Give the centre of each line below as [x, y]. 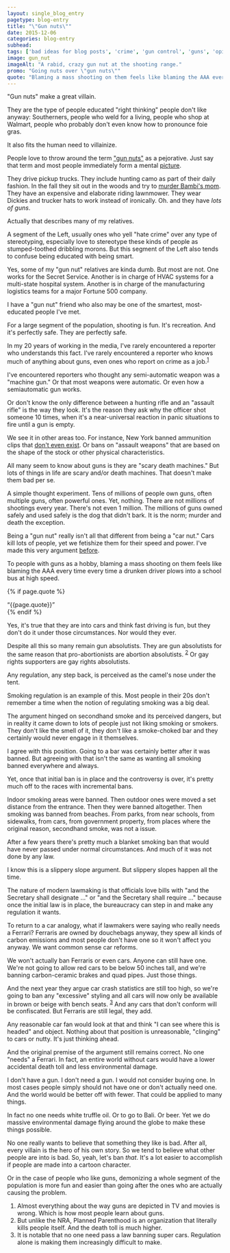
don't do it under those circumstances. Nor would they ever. [92, 633]
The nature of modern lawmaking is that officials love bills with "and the [108, 890]
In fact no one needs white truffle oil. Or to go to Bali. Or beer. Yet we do [109, 1115]
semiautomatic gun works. [44, 389]
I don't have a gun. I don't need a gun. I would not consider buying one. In [111, 1080]
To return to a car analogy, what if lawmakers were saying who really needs [114, 925]
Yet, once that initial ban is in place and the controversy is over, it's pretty [111, 779]
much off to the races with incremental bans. [70, 786]
